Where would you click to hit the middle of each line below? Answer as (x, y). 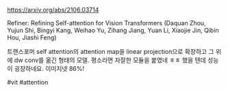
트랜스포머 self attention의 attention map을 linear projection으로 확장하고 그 (111, 51)
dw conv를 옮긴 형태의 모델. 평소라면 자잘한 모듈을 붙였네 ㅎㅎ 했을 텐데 (110, 60)
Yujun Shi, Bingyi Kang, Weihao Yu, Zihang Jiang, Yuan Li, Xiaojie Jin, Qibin (113, 30)
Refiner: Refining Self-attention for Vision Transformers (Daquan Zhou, (107, 23)
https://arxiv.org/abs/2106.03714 (53, 10)
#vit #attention (28, 82)
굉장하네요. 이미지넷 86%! (49, 68)
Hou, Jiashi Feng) (32, 37)
